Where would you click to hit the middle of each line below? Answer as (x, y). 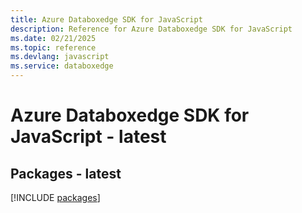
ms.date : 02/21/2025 (53, 38)
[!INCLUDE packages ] (55, 197)
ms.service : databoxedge (62, 66)
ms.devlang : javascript (60, 57)
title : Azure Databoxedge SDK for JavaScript (106, 19)
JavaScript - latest (88, 137)
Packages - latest (66, 173)
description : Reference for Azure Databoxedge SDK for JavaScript (151, 29)
